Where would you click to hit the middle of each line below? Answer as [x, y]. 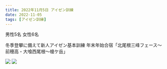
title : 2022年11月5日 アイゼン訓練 [39, 10]
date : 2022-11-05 [24, 15]
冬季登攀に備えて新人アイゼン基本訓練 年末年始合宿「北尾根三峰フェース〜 [83, 45]
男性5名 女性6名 [22, 34]
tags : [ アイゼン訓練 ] [26, 19]
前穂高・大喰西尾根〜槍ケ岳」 [36, 52]
